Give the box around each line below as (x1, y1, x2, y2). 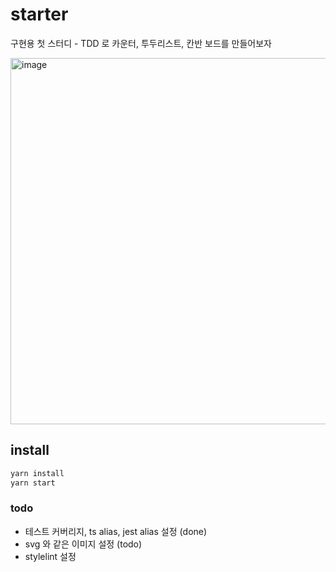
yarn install (10, 468, 65, 478)
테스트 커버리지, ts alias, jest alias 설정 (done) (24, 525, 208, 537)
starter (10, 3, 69, 26)
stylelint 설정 (24, 550, 77, 562)
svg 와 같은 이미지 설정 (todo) (24, 538, 143, 550)
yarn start (10, 478, 56, 488)
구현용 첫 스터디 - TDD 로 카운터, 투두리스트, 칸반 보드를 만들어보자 (10, 37, 273, 49)
